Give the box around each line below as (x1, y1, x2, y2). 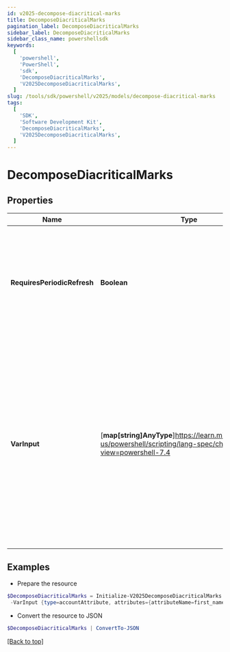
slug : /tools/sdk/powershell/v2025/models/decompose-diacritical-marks (7, 93, 216, 100)
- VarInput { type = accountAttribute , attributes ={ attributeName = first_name (10, 598, 225, 606)
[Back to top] (7, 637, 44, 645)
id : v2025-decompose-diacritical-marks (7, 10, 121, 17)
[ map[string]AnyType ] (100, 430, 176, 440)
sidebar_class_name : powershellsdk (7, 36, 109, 43)
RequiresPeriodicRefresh (10, 278, 94, 288)
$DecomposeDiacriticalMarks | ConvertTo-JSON (7, 625, 139, 631)
